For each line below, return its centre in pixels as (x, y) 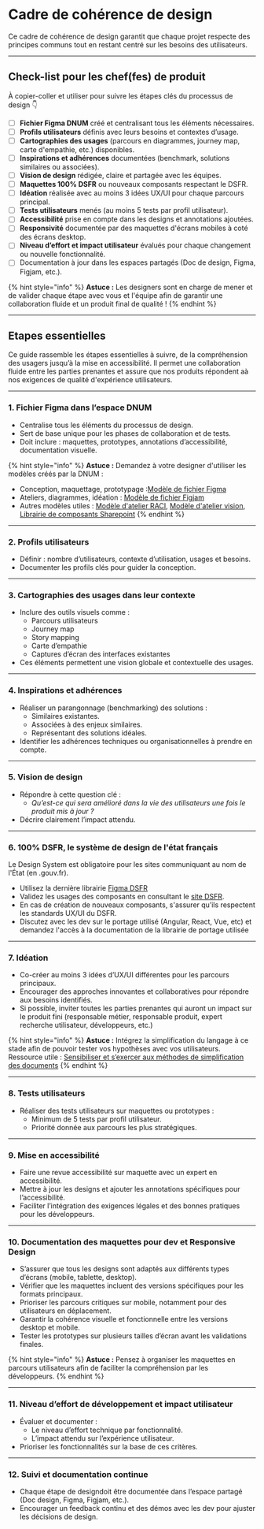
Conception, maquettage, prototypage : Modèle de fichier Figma (123, 489)
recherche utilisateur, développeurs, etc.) (86, 1025)
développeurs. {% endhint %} (56, 1376)
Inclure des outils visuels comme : (74, 612)
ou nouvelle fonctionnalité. (62, 255)
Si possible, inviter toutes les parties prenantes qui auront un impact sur (136, 1008)
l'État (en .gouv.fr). (38, 873)
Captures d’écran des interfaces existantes (101, 654)
